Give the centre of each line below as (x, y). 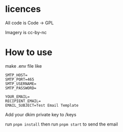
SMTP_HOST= (16, 75)
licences (23, 9)
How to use (29, 52)
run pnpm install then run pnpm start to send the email (61, 124)
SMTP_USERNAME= (21, 84)
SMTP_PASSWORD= (21, 88)
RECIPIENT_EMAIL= (23, 101)
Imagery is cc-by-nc (26, 32)
